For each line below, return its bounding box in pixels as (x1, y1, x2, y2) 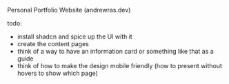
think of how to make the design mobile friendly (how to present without (17, 62, 223, 70)
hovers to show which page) (17, 69, 99, 77)
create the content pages (17, 40, 90, 48)
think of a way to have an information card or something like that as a (17, 48, 214, 55)
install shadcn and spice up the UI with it (17, 32, 132, 41)
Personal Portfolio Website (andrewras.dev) (7, 6, 131, 14)
